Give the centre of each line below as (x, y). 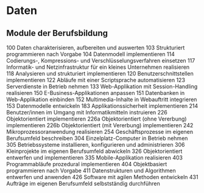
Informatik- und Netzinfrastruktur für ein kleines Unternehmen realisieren (98, 67)
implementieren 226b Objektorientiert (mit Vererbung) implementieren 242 (100, 125)
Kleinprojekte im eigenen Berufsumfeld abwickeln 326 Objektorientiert (94, 151)
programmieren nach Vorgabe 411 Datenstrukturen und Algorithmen (91, 170)
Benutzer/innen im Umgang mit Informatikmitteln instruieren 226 (87, 112)
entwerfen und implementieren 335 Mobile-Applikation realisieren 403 (94, 158)
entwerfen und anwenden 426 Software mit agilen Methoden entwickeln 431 (102, 177)
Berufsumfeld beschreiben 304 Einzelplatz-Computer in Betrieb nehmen (97, 138)
